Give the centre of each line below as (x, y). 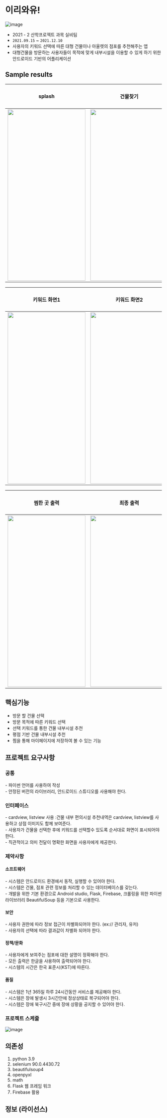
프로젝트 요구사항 (30, 758)
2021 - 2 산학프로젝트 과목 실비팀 (45, 34)
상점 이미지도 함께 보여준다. (45, 823)
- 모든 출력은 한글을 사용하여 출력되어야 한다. (48, 961)
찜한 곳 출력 (46, 503)
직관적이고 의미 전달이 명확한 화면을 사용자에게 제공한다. (63, 842)
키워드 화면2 (129, 300)
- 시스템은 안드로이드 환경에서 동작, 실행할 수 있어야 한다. (60, 881)
